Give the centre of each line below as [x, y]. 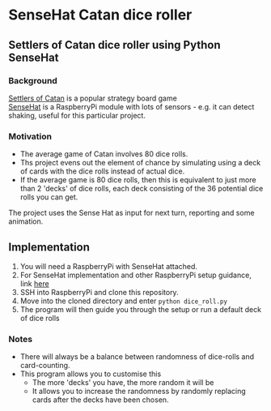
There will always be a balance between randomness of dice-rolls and [137, 357]
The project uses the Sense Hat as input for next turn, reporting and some [131, 213]
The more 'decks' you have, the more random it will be [123, 383]
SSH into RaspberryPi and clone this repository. [100, 292]
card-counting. [45, 366]
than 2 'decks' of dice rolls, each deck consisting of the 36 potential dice [142, 189]
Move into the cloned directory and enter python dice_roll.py [124, 301]
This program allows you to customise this [91, 374]
